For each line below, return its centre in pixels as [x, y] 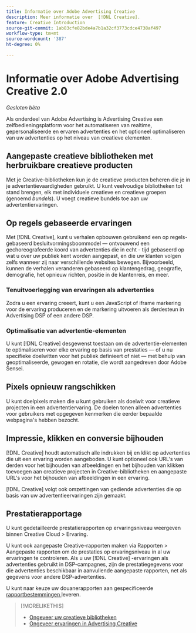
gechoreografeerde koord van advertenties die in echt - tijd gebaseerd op [95, 250]
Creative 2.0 [37, 91]
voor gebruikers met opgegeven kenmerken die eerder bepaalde [84, 413]
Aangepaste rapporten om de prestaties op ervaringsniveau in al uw [88, 552]
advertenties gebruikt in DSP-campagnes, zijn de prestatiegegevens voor [95, 564]
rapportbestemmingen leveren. [43, 595]
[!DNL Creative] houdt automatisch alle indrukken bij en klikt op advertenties [98, 453]
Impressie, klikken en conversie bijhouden [85, 438]
